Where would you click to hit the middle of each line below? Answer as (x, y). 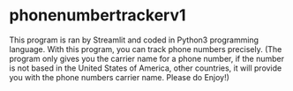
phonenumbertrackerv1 (98, 15)
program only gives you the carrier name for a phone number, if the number (147, 58)
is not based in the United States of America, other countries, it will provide (146, 68)
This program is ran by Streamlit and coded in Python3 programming (134, 40)
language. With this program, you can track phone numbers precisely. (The (146, 49)
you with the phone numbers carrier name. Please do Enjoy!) (119, 77)
